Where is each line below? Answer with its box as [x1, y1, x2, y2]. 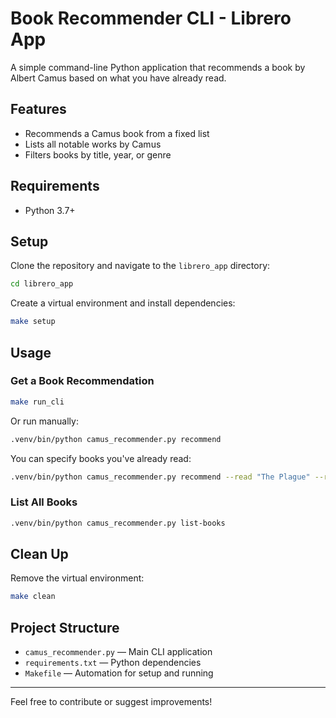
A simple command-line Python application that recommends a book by [10, 61, 306, 73]
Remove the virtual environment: [10, 572, 145, 584]
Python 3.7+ [24, 204, 76, 216]
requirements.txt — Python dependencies [24, 657, 202, 669]
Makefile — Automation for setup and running [24, 667, 214, 679]
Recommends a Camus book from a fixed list [24, 127, 210, 139]
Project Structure [10, 619, 120, 636]
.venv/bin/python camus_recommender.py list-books [10, 518, 226, 528]
